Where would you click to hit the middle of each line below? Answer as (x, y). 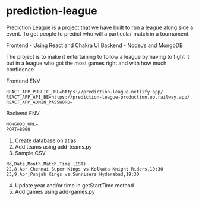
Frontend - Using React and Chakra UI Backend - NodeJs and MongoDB (94, 45)
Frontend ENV (23, 81)
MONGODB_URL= (22, 124)
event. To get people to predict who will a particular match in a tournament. (98, 33)
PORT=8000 (18, 129)
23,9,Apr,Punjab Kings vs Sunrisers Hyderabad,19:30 (73, 174)
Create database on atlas (45, 140)
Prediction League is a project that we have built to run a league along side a (100, 27)
